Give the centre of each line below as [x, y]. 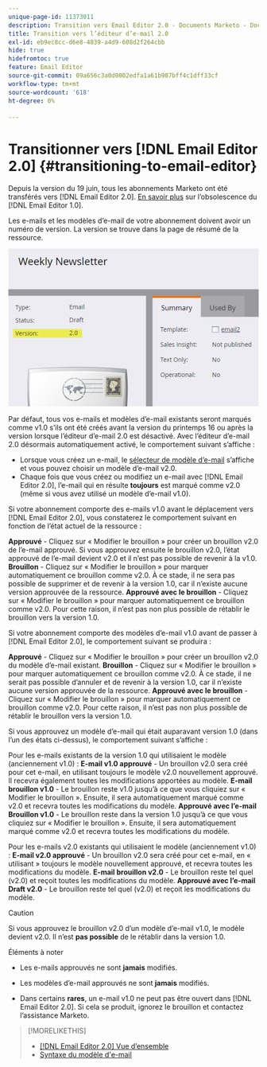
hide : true [26, 51]
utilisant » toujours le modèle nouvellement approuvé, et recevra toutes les [130, 864]
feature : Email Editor [46, 68]
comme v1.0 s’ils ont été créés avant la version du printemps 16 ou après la [131, 428]
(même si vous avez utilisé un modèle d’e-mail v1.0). [105, 494]
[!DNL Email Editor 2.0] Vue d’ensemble [104, 1046]
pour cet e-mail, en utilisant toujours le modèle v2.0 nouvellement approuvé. [133, 773]
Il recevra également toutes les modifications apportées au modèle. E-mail [130, 781]
